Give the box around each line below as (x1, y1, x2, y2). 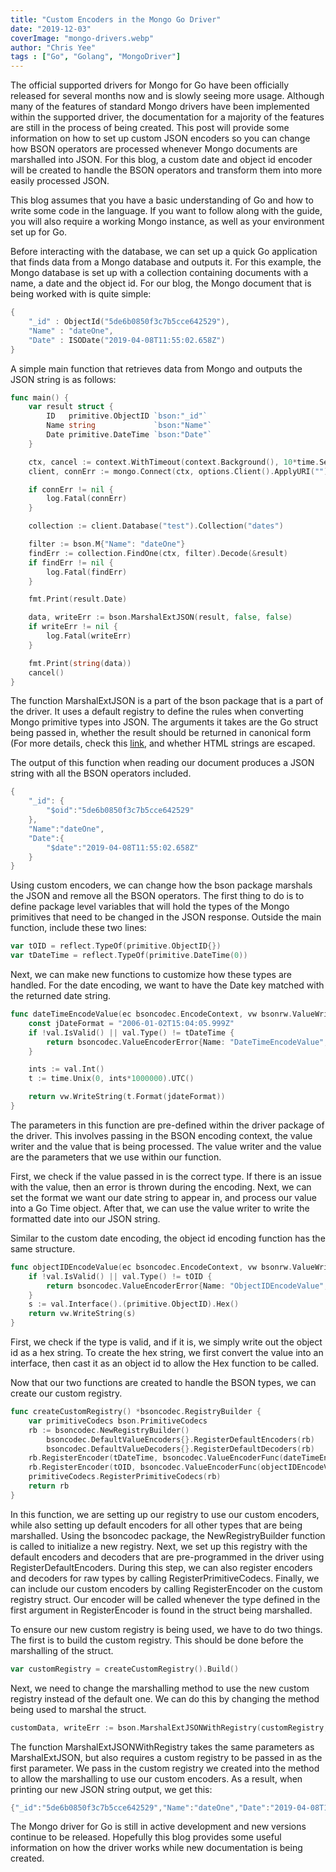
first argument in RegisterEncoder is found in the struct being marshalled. (10, 1604, 313, 1616)
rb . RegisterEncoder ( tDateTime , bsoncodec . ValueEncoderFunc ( (28, 1453, 284, 1463)
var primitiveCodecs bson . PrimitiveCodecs (28, 1416, 208, 1426)
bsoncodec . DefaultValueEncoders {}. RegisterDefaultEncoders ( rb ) (46, 1434, 315, 1445)
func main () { (10, 392, 70, 403)
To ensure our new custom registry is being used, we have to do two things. (10, 1623, 323, 1635)
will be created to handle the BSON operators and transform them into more (10, 164, 323, 176)
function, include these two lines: (10, 922, 147, 934)
